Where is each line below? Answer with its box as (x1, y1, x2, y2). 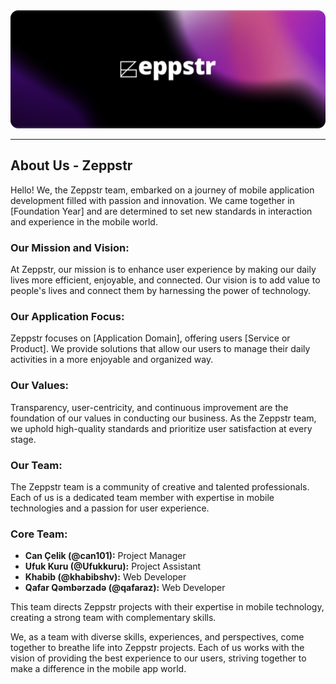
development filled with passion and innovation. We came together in (10, 194, 295, 206)
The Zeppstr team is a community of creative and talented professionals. (10, 481, 310, 493)
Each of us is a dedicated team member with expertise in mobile (10, 492, 275, 503)
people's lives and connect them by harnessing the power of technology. (10, 285, 312, 297)
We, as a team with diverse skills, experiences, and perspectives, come (10, 631, 305, 643)
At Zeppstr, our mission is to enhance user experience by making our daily (10, 264, 317, 276)
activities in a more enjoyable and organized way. (10, 354, 214, 366)
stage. (10, 433, 37, 445)
